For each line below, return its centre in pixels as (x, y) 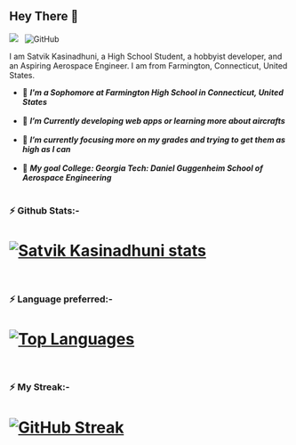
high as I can (46, 149)
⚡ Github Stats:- (44, 210)
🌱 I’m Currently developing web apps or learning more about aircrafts (154, 120)
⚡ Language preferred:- (61, 299)
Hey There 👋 (44, 16)
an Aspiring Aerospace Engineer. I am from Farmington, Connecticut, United (148, 65)
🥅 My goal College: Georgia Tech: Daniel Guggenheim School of (143, 168)
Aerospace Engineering (67, 177)
